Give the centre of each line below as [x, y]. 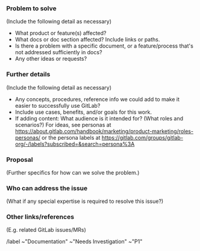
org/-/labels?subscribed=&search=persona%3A [75, 144]
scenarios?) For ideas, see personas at [63, 125]
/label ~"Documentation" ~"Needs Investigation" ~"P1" [74, 241]
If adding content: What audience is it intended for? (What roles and [99, 118]
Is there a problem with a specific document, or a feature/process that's [104, 46]
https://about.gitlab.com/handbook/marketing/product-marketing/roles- [104, 131]
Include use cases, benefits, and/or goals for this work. [83, 112]
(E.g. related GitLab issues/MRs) [46, 230]
